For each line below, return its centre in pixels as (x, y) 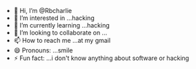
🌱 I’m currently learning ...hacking (61, 25)
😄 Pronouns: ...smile (43, 50)
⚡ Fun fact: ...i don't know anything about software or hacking (101, 58)
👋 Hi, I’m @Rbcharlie (43, 11)
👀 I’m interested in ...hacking (54, 18)
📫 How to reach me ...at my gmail (62, 40)
